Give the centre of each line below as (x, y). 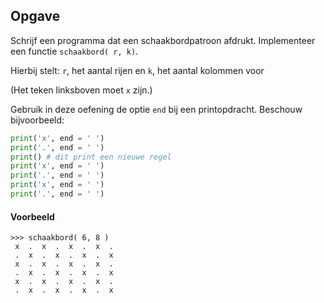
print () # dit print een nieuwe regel (91, 157)
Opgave (35, 16)
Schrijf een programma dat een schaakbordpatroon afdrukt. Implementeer (163, 40)
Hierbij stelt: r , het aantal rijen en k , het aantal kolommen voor (137, 70)
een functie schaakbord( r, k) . (74, 51)
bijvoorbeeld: (37, 120)
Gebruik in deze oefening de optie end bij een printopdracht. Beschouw (156, 109)
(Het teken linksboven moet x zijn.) (81, 90)
